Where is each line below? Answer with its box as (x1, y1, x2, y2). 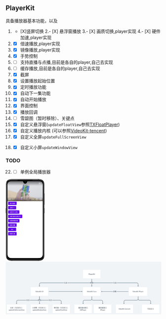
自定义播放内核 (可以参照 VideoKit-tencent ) (20, 127, 107, 133)
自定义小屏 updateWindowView (20, 144, 78, 150)
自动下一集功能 (20, 90, 51, 96)
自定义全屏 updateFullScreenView (20, 134, 86, 140)
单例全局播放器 (20, 169, 51, 175)
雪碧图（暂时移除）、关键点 (20, 115, 75, 121)
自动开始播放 (20, 97, 46, 103)
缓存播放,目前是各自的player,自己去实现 (20, 65, 100, 71)
